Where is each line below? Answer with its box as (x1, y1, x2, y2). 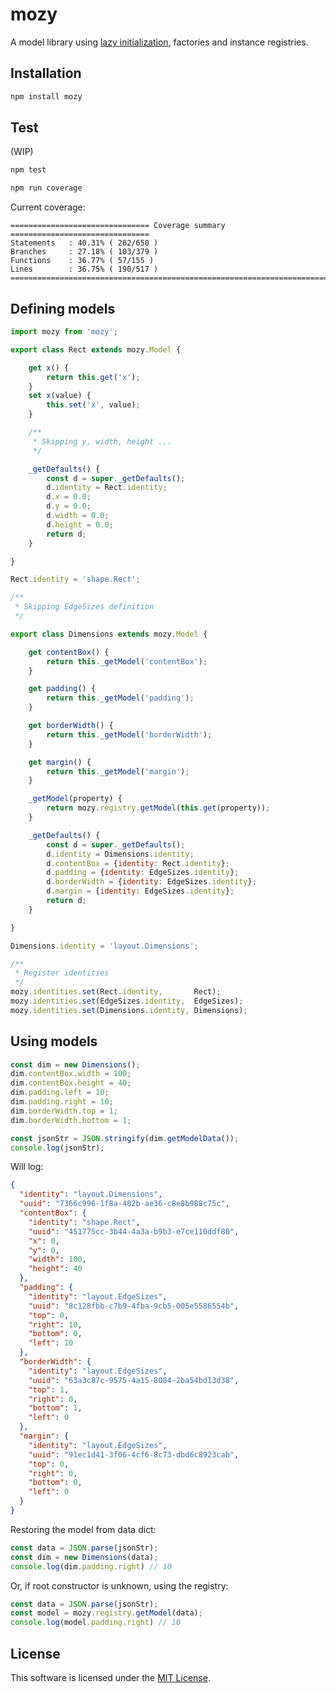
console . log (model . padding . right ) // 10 (10, 1618, 182, 1628)
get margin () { (28, 757, 92, 767)
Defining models (10, 300, 116, 317)
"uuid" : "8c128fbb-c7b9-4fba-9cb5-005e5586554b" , (28, 1301, 240, 1311)
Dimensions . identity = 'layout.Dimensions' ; (10, 941, 199, 951)
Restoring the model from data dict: (10, 1523, 157, 1535)
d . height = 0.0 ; (46, 519, 114, 530)
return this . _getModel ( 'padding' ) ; (46, 693, 195, 703)
